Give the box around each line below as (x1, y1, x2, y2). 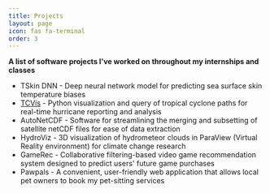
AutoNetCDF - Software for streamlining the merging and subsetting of (20, 115, 258, 126)
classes (8, 66, 36, 75)
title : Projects (8, 11, 63, 20)
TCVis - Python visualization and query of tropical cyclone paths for (20, 98, 248, 108)
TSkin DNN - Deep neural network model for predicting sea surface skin (20, 81, 263, 91)
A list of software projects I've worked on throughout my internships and (8, 57, 259, 66)
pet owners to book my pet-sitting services (20, 176, 165, 186)
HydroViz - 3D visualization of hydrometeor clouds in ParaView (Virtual (20, 133, 258, 143)
